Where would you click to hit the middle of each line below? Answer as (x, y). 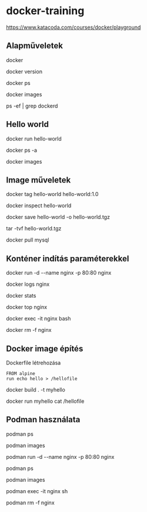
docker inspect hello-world (39, 206)
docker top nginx (27, 307)
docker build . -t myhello (36, 390)
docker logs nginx (28, 284)
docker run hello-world (34, 138)
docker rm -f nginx (29, 330)
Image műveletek (39, 180)
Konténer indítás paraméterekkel (68, 258)
